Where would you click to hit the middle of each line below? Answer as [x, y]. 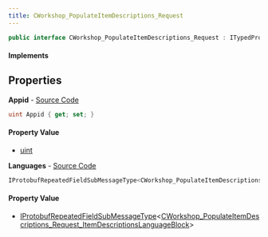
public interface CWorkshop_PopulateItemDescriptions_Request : [117, 38]
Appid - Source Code [44, 100]
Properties [35, 81]
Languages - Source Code [52, 165]
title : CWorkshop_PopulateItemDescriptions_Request [96, 16]
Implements [29, 56]
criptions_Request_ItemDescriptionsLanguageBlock [104, 225]
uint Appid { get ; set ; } [51, 114]
